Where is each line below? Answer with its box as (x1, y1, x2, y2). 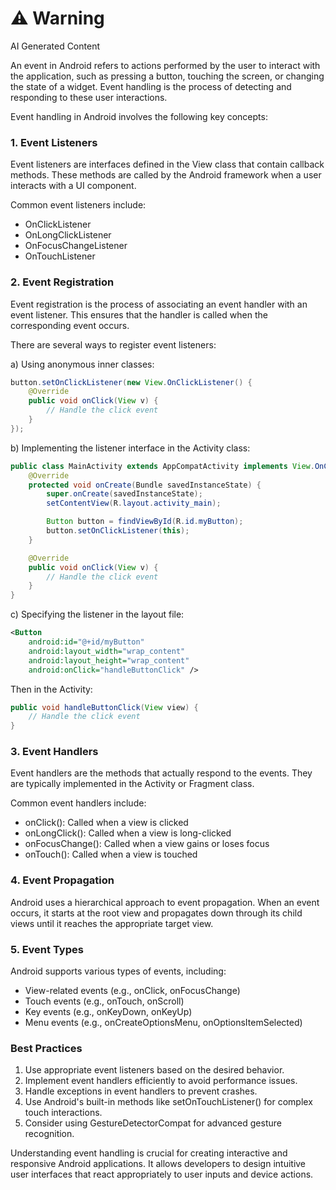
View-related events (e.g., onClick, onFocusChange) (24, 985, 241, 997)
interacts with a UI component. (10, 180, 137, 192)
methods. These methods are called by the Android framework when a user (10, 169, 322, 181)
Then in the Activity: (10, 683, 93, 695)
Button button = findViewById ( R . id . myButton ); (46, 517, 244, 527)
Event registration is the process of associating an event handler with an (10, 298, 308, 310)
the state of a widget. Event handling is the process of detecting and (10, 80, 292, 92)
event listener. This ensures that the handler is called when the (10, 308, 268, 321)
